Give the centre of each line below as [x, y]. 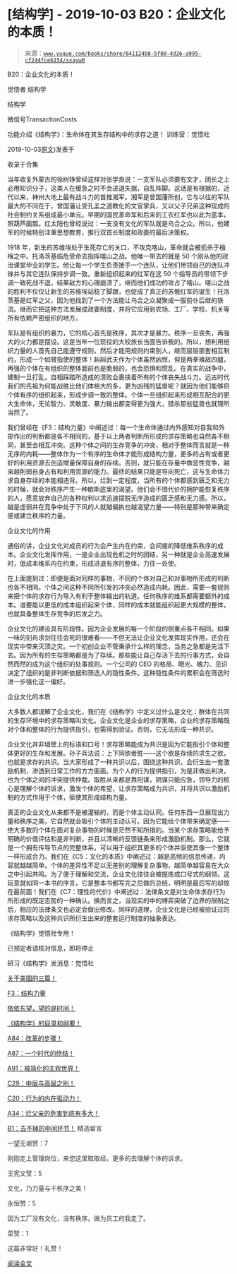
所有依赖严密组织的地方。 [44, 318]
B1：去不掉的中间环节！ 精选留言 [55, 1128]
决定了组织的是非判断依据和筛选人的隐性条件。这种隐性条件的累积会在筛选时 [119, 672]
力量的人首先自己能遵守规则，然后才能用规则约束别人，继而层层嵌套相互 [118, 350]
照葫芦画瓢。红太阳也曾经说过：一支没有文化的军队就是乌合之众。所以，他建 [119, 223]
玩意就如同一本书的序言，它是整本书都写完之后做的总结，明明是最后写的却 [115, 883]
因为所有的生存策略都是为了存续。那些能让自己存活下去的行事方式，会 [121, 655]
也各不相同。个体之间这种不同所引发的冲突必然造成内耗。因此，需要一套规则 [119, 587]
